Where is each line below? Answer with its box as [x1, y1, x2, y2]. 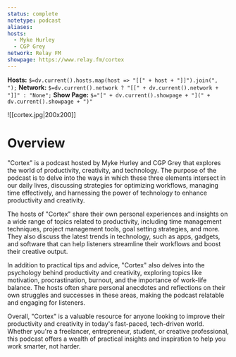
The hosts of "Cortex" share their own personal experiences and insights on [7, 210, 228, 218]
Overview [7, 135, 66, 151]
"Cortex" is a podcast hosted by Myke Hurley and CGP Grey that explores [7, 158, 221, 167]
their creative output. [7, 247, 68, 255]
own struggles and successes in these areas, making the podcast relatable [7, 291, 225, 299]
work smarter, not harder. [7, 341, 81, 350]
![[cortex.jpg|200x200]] [7, 110, 76, 119]
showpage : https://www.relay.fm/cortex [7, 56, 125, 63]
